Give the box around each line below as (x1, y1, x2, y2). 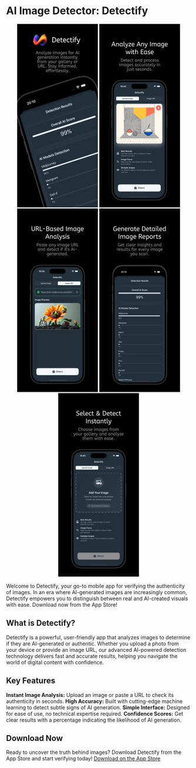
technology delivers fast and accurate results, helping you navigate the (6, 652, 178, 659)
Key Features (6, 676, 56, 686)
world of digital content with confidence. (6, 659, 104, 666)
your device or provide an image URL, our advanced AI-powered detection (6, 646, 187, 653)
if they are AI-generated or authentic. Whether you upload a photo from (6, 640, 179, 647)
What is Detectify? (6, 618, 76, 628)
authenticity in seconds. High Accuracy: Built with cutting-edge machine (6, 698, 183, 705)
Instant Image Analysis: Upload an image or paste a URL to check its (6, 691, 174, 698)
